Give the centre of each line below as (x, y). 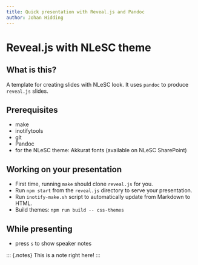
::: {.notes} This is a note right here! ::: (54, 255)
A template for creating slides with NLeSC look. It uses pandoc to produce (97, 84)
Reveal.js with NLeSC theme (79, 48)
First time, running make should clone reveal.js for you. (84, 184)
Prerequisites (32, 110)
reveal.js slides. (27, 91)
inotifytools (29, 131)
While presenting (39, 229)
